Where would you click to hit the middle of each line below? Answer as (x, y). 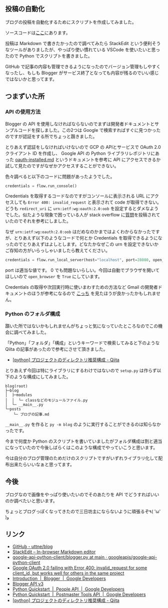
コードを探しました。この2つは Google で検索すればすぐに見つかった (89, 130)
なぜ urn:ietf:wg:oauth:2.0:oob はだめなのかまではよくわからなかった (78, 232)
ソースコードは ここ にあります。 (38, 33)
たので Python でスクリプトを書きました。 (49, 56)
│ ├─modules (19, 395)
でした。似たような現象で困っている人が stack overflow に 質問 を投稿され (80, 215)
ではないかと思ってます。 (31, 79)
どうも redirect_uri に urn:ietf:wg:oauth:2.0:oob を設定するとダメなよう (82, 209)
